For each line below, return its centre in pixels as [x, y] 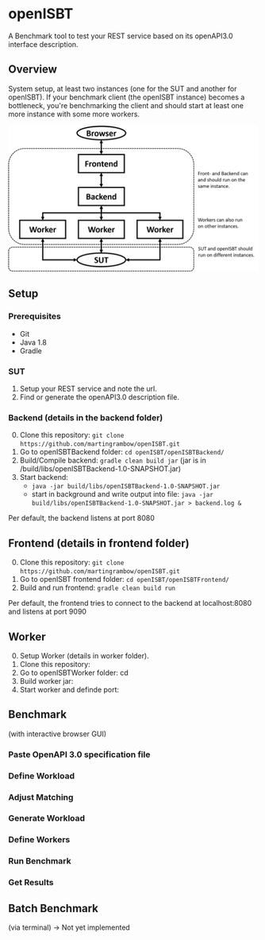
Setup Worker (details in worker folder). [84, 655]
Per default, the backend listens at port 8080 [81, 518]
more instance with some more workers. [74, 114]
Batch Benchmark [54, 908]
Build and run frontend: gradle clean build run [98, 588]
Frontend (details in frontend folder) [99, 543]
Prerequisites [35, 317]
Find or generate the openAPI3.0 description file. [100, 397]
